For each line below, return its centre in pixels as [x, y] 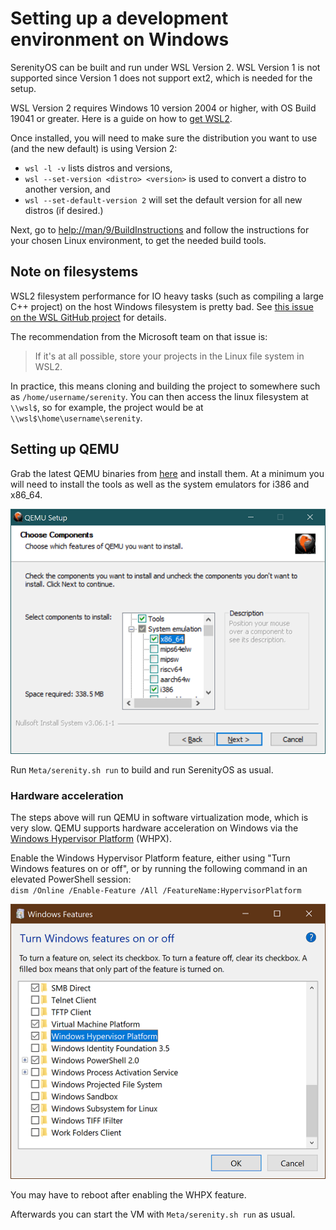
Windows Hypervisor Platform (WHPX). [91, 839]
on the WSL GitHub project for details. [88, 317]
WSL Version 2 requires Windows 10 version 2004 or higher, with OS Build [163, 108]
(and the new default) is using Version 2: [94, 148]
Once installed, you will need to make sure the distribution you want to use [164, 138]
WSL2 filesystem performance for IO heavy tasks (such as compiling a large [167, 296]
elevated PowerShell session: [71, 879]
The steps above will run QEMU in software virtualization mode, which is [159, 818]
